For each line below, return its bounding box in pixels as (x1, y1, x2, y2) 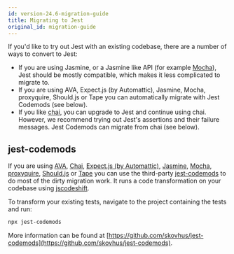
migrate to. (18, 78, 50, 87)
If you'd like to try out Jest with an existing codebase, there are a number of (8, 43, 227, 51)
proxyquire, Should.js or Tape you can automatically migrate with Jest (18, 93, 220, 101)
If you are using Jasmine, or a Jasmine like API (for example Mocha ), (18, 64, 216, 72)
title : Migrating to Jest (8, 17, 83, 24)
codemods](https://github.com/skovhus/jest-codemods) (8, 239, 171, 247)
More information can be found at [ (8, 232, 109, 240)
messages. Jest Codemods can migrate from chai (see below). (18, 123, 200, 132)
